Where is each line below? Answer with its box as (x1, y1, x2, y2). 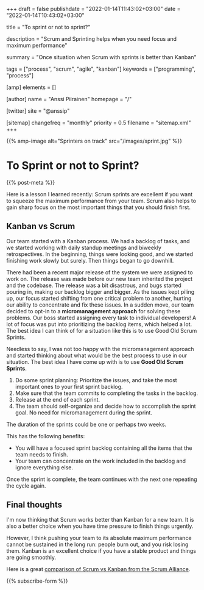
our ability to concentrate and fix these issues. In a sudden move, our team (6, 301, 194, 308)
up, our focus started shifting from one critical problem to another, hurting (6, 294, 192, 302)
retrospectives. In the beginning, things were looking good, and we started (6, 250, 194, 258)
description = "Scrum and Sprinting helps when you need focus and (6, 35, 177, 42)
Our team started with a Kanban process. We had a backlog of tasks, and (6, 237, 190, 244)
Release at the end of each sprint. (15, 396, 100, 403)
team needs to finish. (15, 450, 68, 458)
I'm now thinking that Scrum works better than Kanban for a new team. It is (6, 516, 194, 523)
